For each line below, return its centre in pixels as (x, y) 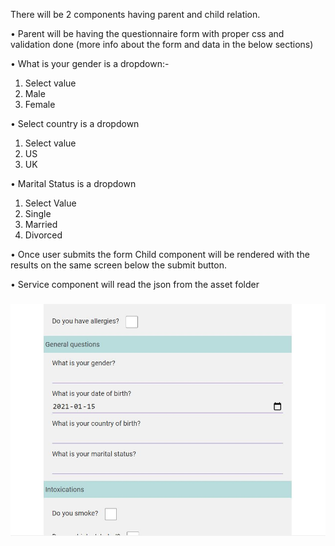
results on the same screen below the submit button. (118, 265)
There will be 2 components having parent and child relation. (135, 14)
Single (38, 213)
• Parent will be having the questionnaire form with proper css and (147, 33)
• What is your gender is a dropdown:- (90, 63)
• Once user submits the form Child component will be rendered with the (160, 254)
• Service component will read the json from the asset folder (135, 284)
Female (40, 104)
